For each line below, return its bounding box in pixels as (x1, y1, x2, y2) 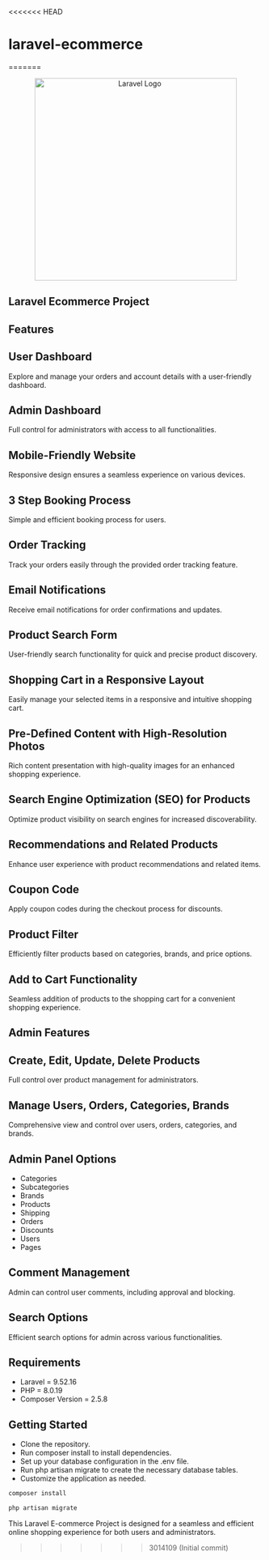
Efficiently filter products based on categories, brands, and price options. (8, 949, 253, 959)
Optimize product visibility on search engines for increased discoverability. (8, 814, 257, 824)
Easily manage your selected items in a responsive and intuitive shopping (8, 695, 252, 704)
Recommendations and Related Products (8, 838, 218, 852)
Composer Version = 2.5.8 (19, 1394, 108, 1404)
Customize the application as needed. (19, 1473, 147, 1484)
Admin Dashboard (8, 403, 102, 417)
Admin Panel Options (8, 1152, 117, 1166)
